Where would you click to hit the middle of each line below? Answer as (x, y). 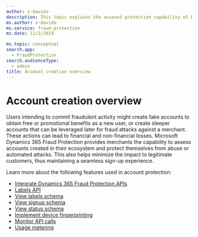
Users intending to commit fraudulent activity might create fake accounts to (98, 117)
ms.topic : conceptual (33, 44)
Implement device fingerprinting (54, 215)
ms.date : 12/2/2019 (30, 34)
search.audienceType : (33, 60)
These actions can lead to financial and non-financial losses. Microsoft (92, 136)
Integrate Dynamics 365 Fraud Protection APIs (71, 184)
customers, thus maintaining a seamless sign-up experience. (80, 161)
